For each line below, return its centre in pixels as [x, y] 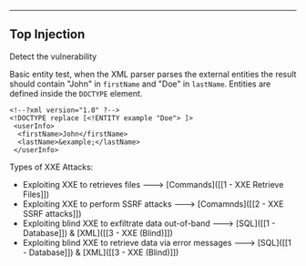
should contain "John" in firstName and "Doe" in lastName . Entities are [140, 84]
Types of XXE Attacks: [51, 167]
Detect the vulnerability [53, 56]
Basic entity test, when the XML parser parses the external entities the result [153, 74]
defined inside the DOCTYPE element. [76, 93]
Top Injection [47, 34]
